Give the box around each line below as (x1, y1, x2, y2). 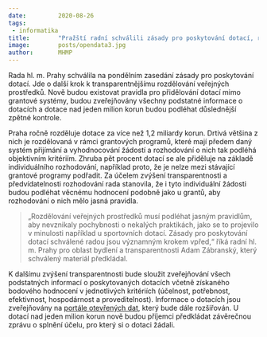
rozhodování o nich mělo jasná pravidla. (8, 196, 139, 206)
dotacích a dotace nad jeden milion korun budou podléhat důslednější (8, 104, 237, 114)
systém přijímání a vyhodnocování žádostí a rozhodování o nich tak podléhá (8, 145, 257, 155)
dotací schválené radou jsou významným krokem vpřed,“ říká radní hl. (27, 237, 257, 246)
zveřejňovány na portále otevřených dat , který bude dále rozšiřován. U (8, 304, 239, 312)
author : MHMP (8, 49, 73, 57)
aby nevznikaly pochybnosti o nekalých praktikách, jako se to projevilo (27, 220, 259, 229)
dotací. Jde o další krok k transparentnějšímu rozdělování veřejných (8, 79, 230, 88)
